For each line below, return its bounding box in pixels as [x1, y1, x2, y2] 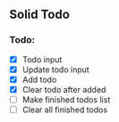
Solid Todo [9, 7, 70, 22]
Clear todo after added [21, 84, 106, 94]
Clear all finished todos [21, 104, 108, 115]
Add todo [21, 74, 57, 85]
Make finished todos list [21, 94, 111, 105]
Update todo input [21, 64, 89, 75]
